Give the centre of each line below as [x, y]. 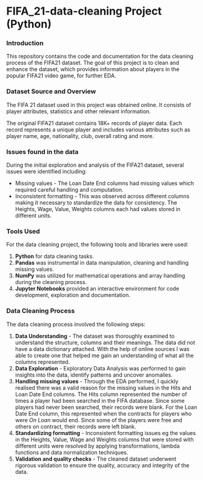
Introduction [25, 43]
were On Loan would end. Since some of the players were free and [99, 420]
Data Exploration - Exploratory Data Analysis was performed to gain [100, 368]
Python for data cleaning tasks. [54, 256]
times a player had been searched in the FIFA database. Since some [100, 400]
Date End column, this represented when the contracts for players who [103, 413]
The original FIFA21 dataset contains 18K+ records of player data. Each [94, 123]
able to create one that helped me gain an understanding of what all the [104, 355]
